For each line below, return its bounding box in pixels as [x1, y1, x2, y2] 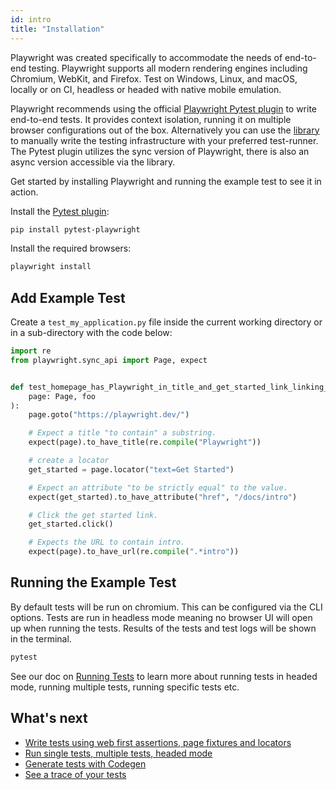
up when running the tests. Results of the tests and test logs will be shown [10, 622, 317, 634]
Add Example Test [10, 289, 126, 306]
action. [10, 186, 39, 198]
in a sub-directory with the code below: [10, 327, 173, 339]
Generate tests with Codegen [24, 757, 147, 770]
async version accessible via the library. [10, 156, 176, 168]
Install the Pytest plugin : [10, 205, 110, 217]
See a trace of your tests [24, 768, 127, 780]
